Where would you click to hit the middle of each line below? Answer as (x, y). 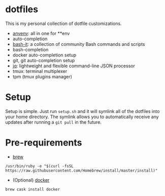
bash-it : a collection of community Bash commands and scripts (79, 44)
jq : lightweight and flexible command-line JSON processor (74, 66)
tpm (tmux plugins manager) (42, 76)
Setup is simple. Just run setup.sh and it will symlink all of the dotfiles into (82, 111)
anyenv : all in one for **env (41, 33)
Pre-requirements (44, 143)
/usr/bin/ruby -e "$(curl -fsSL (39, 166)
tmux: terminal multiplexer (40, 71)
